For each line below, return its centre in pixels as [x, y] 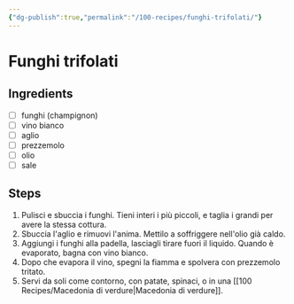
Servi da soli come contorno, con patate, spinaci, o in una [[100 [136, 281]
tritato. [33, 271]
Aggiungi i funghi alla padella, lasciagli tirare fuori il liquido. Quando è [147, 243]
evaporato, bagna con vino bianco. [85, 253]
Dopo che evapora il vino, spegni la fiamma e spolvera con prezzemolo [151, 261]
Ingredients [41, 94]
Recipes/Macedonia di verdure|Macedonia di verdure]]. [122, 290]
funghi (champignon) [59, 115]
